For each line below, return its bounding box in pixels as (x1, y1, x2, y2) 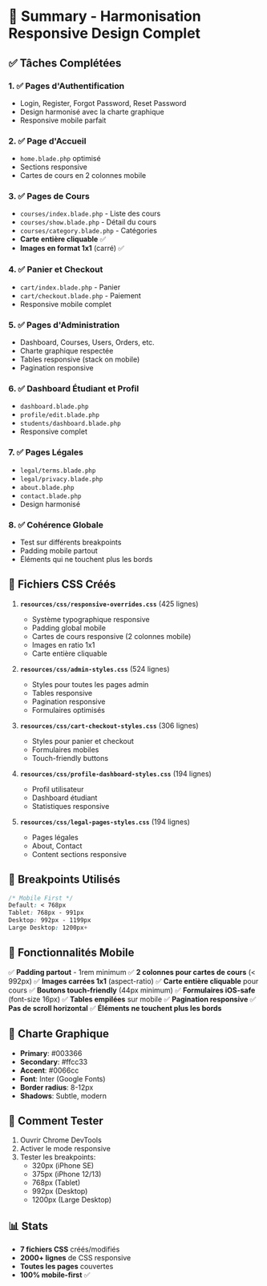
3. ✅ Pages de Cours (8, 191, 90, 202)
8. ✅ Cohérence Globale (8, 519, 104, 530)
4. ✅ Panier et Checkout (8, 264, 103, 275)
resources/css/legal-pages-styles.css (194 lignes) (19, 817, 191, 827)
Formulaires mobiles (31, 745, 99, 754)
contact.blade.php (19, 492, 82, 500)
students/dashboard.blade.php (19, 420, 122, 428)
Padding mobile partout (19, 545, 98, 556)
